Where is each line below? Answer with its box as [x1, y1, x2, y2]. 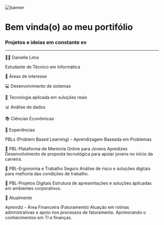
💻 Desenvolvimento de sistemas [5, 83, 71, 89]
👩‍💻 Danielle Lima [5, 55, 39, 60]
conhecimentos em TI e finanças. [5, 215, 72, 221]
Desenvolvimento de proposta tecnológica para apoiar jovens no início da [5, 151, 153, 157]
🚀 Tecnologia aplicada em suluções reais [5, 94, 87, 100]
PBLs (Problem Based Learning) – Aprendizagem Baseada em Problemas [5, 136, 152, 142]
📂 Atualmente [5, 195, 32, 201]
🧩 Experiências [5, 127, 35, 133]
